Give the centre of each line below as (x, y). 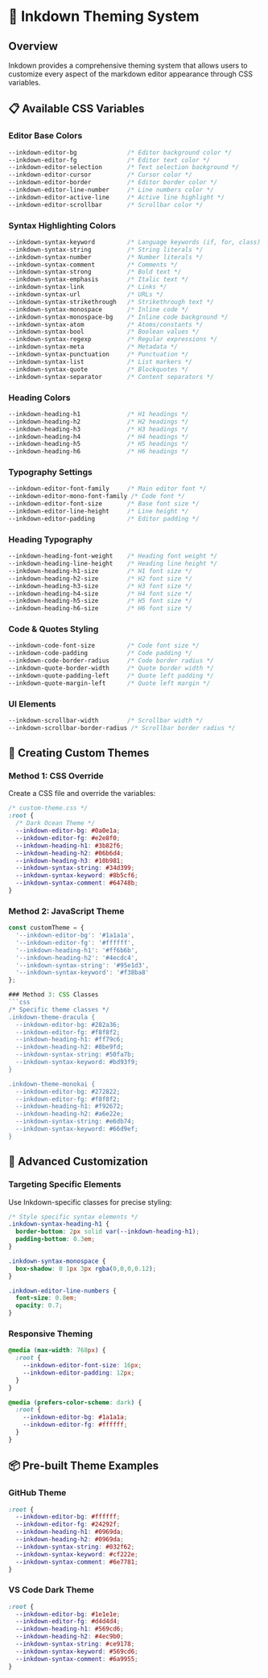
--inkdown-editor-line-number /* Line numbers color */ (111, 190)
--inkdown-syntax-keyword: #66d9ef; (77, 1129)
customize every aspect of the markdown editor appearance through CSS (131, 74)
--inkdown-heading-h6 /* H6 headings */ (99, 451)
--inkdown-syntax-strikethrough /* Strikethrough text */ (111, 302)
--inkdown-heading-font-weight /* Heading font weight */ (113, 556)
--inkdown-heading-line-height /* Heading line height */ (113, 563)
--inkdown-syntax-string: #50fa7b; (75, 1055)
